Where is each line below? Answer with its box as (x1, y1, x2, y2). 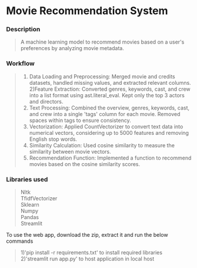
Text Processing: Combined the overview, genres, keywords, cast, (29, 104, 190, 111)
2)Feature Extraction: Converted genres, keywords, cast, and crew (29, 85, 191, 92)
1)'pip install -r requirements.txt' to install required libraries (20, 249, 163, 256)
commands (6, 237, 34, 245)
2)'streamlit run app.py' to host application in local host (20, 255, 155, 263)
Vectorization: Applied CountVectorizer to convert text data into (29, 123, 183, 130)
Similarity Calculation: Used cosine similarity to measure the (29, 141, 175, 148)
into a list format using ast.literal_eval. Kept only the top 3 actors (29, 91, 185, 98)
